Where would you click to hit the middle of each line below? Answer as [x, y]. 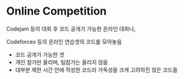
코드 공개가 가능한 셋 [40, 54]
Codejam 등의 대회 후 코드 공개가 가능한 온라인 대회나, [71, 29]
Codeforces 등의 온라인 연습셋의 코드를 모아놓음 [64, 41]
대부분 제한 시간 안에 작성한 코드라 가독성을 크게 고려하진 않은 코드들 [96, 70]
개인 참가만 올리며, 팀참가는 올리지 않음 [62, 62]
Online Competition [56, 11]
